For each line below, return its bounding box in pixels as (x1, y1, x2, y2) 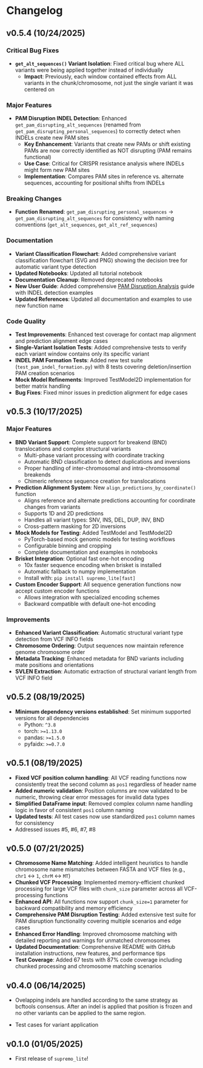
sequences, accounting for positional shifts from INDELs (24, 179, 165, 187)
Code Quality (6, 317, 46, 325)
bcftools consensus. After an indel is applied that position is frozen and (15, 1003, 193, 1010)
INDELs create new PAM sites (15, 134, 90, 142)
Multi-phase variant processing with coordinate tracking (24, 451, 165, 459)
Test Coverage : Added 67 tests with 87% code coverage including (15, 956, 182, 963)
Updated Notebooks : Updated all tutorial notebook (15, 269, 142, 277)
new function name (15, 301, 64, 309)
